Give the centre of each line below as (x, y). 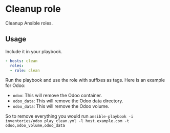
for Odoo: (15, 85)
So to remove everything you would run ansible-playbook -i (69, 116)
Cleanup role (33, 9)
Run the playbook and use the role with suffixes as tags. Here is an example (85, 80)
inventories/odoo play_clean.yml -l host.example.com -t (67, 121)
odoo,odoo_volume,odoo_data (35, 126)
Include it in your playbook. (34, 51)
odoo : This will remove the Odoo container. (57, 96)
